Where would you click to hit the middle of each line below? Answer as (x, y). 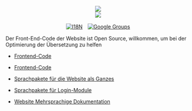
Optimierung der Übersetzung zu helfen (54, 45)
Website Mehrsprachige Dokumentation (62, 102)
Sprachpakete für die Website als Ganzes (64, 79)
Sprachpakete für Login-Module (53, 90)
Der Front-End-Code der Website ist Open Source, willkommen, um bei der (96, 38)
